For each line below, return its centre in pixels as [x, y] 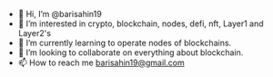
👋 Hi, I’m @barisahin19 [60, 14]
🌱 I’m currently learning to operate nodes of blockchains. [125, 43]
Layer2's [35, 33]
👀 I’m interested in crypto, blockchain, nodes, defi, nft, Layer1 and [141, 24]
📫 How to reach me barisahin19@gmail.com [101, 63]
